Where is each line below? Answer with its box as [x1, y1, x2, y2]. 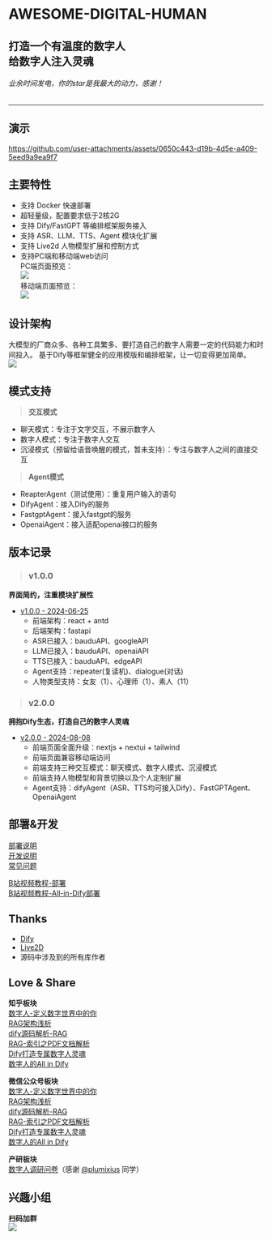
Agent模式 [28, 472, 64, 482]
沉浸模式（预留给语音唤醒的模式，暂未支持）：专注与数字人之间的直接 [19, 445, 251, 455]
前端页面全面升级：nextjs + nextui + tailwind [32, 742, 181, 752]
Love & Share [8, 976, 76, 990]
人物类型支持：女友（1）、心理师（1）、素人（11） [32, 676, 193, 686]
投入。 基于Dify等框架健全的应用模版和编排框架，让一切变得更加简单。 [15, 350, 251, 360]
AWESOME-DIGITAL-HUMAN [8, 5, 207, 24]
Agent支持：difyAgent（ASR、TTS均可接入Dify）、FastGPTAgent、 [32, 783, 255, 793]
